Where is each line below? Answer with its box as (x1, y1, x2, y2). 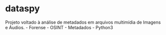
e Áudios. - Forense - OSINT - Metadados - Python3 (5, 24, 113, 30)
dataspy (5, 3, 40, 14)
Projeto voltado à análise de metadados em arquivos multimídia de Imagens (5, 19, 161, 25)
